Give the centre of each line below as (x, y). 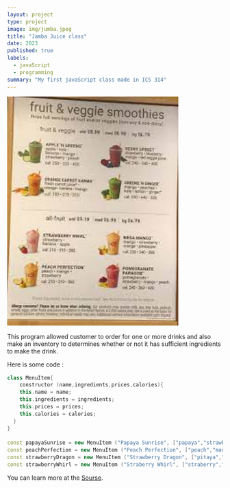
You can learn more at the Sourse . (55, 478)
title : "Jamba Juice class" (47, 36)
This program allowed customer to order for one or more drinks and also (109, 336)
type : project (27, 22)
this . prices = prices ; (52, 407)
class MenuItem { (30, 377)
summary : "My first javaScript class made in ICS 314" (87, 80)
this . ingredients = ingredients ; (67, 399)
